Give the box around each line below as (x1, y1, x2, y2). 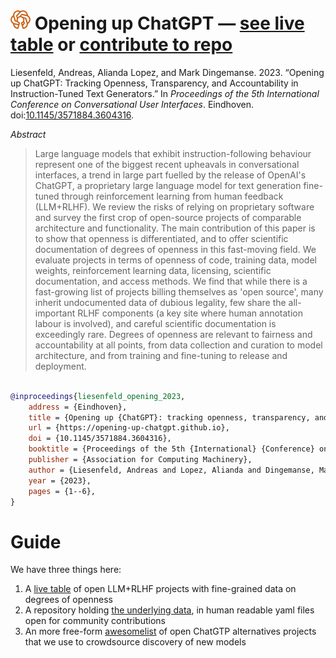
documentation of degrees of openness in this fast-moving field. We (34, 243, 317, 255)
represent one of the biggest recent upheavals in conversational (34, 158, 300, 170)
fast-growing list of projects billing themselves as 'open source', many (34, 285, 324, 298)
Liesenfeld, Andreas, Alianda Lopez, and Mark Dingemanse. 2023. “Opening (10, 66, 325, 78)
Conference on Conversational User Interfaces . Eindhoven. (10, 98, 255, 110)
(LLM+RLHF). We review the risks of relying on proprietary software (34, 200, 315, 213)
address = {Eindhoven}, (28, 402, 128, 412)
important (34, 307, 76, 319)
